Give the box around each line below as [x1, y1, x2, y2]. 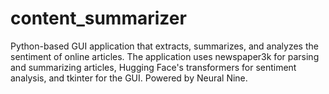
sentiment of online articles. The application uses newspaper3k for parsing [10, 50, 320, 62]
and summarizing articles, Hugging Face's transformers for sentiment [10, 61, 297, 73]
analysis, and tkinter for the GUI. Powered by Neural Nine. [10, 72, 248, 84]
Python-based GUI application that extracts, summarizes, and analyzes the [10, 40, 319, 52]
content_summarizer [10, 7, 187, 30]
